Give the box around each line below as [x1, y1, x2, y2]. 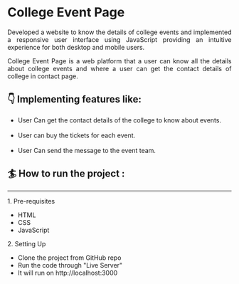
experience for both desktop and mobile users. [7, 43, 145, 51]
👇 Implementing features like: [7, 93, 142, 105]
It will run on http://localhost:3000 [17, 268, 118, 277]
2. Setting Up [7, 239, 46, 248]
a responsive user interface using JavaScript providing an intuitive [7, 35, 232, 43]
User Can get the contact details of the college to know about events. [17, 115, 222, 125]
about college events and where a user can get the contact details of [7, 64, 232, 73]
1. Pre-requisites [7, 196, 55, 205]
